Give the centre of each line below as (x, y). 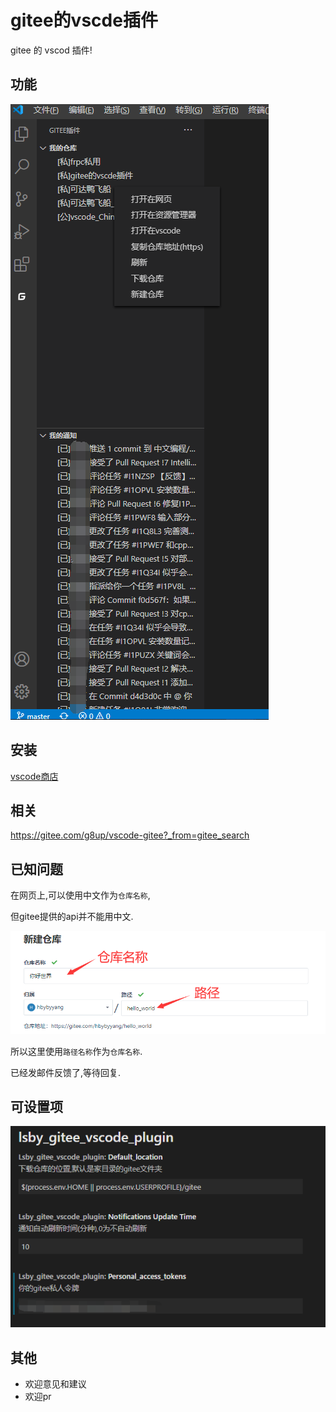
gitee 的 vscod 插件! (51, 50)
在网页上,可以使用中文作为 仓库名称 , (80, 895)
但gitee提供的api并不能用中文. (72, 917)
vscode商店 (34, 776)
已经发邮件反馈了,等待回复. (66, 1072)
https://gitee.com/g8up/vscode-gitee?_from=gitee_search (130, 835)
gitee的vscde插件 (84, 20)
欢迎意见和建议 (55, 1384)
